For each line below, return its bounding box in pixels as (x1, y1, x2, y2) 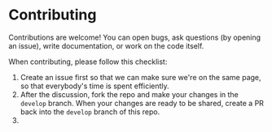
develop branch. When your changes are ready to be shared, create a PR (20, 98, 265, 108)
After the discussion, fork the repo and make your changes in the (20, 89, 239, 99)
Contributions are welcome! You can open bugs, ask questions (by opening (8, 32, 261, 42)
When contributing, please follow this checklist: (8, 57, 168, 66)
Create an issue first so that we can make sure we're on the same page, (20, 72, 262, 82)
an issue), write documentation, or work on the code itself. (8, 40, 204, 50)
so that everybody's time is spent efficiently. (20, 81, 169, 91)
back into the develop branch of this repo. (20, 107, 160, 117)
